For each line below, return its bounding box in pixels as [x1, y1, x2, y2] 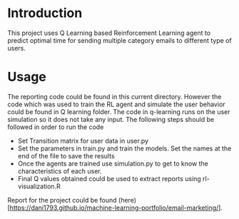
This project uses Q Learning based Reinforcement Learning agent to [7, 29, 211, 37]
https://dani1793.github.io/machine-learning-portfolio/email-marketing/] [9, 203, 221, 212]
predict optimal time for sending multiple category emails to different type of [7, 36, 232, 44]
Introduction [7, 5, 83, 21]
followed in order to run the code [7, 123, 104, 131]
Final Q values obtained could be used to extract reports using [17, 174, 201, 183]
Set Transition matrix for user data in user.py [17, 136, 148, 145]
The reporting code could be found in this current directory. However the [7, 92, 222, 101]
